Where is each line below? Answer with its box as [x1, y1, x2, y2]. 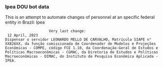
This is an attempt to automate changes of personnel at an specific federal [5, 14, 155, 20]
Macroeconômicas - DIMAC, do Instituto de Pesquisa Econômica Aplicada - [5, 54, 159, 59]
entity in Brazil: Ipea [5, 19, 45, 25]
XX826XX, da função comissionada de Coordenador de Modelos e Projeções [5, 41, 156, 46]
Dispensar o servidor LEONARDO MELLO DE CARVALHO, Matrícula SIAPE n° [5, 37, 152, 42]
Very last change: [48, 29, 86, 34]
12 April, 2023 [7, 33, 38, 38]
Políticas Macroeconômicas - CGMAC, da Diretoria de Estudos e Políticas [5, 50, 159, 55]
